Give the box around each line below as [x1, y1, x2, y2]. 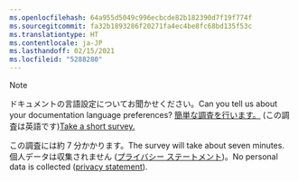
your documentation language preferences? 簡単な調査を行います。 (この [9, 110, 282, 120]
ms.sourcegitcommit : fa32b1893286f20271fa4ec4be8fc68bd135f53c [9, 22, 253, 31]
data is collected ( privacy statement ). [9, 161, 148, 172]
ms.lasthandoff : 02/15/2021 [9, 47, 116, 56]
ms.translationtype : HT [9, 30, 99, 39]
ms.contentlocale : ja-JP [9, 38, 103, 48]
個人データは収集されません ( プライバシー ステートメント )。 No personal [9, 151, 278, 162]
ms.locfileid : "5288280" [9, 55, 103, 64]
